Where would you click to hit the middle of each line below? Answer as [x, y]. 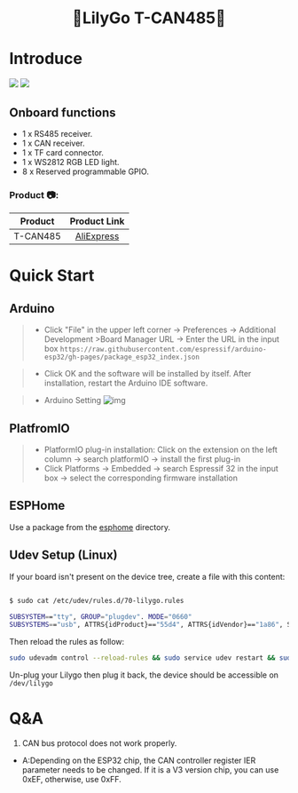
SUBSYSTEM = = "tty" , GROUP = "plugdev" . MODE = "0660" [101, 616]
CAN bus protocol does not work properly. [99, 743]
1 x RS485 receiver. [57, 133]
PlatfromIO [40, 428]
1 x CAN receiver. [54, 143]
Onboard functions [63, 112]
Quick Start [52, 276]
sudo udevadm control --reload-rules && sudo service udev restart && [142, 658]
